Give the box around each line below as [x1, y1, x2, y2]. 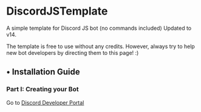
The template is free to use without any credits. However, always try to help [6, 43, 196, 50]
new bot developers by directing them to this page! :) [6, 49, 139, 56]
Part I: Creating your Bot [6, 85, 79, 94]
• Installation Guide [6, 67, 80, 77]
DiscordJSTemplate [6, 4, 108, 18]
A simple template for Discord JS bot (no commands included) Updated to [6, 24, 192, 32]
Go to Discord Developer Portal [6, 99, 84, 106]
